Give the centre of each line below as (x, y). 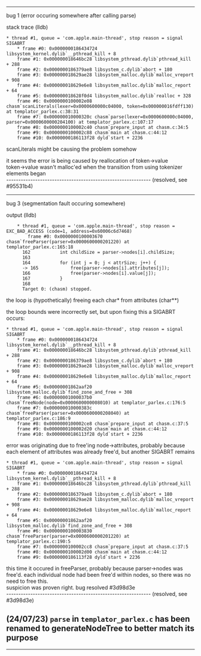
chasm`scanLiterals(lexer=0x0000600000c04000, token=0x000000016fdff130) (100, 106)
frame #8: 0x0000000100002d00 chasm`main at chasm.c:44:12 (92, 552)
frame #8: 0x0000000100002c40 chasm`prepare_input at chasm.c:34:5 (103, 127)
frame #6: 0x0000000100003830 (55, 531)
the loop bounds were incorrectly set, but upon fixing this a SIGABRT (91, 312)
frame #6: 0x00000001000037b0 (55, 397)
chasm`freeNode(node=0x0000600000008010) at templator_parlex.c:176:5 (96, 403)
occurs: (16, 318)
